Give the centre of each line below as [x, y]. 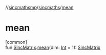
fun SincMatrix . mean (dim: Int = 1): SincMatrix [53, 47]
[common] [16, 42]
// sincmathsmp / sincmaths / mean [39, 7]
